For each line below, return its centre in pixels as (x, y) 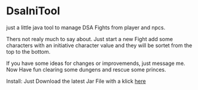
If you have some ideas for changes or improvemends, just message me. (96, 63)
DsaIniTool (33, 11)
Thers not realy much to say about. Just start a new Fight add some (90, 39)
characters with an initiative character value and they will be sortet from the (99, 45)
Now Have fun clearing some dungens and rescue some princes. (86, 69)
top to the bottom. (28, 51)
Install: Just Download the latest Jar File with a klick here (76, 81)
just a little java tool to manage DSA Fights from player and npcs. (86, 27)
